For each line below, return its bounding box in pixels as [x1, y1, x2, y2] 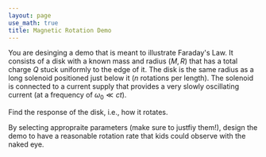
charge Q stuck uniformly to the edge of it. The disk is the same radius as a [8, 65, 254, 75]
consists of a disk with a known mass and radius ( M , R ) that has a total [8, 56, 238, 66]
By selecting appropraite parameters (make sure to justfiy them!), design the [8, 123, 258, 132]
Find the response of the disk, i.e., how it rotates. [8, 108, 168, 117]
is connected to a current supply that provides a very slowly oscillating [8, 82, 240, 91]
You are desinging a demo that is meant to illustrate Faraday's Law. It [8, 48, 234, 58]
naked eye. [8, 140, 44, 149]
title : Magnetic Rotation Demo [8, 26, 112, 34]
